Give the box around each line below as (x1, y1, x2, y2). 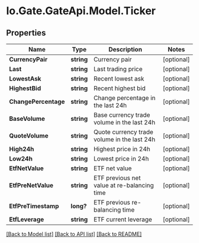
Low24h (9, 155, 33, 162)
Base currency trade (94, 111, 150, 119)
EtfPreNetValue (9, 181, 54, 189)
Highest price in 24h (94, 145, 150, 153)
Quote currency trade (94, 128, 154, 136)
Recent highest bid (94, 84, 146, 92)
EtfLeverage (9, 215, 44, 223)
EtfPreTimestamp (9, 202, 59, 210)
